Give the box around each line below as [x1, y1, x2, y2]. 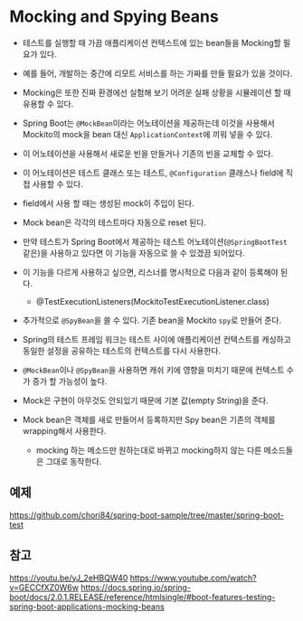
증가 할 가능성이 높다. [32, 375, 108, 386]
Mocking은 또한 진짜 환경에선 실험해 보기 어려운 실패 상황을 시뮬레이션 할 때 [22, 87, 291, 98]
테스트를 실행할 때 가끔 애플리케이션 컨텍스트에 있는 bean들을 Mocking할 [22, 37, 282, 48]
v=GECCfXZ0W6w [9, 581, 80, 593]
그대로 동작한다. [45, 456, 102, 466]
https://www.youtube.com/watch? [129, 572, 257, 583]
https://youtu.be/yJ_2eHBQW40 [9, 572, 128, 583]
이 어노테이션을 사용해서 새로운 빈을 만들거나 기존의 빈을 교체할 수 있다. [22, 147, 274, 159]
